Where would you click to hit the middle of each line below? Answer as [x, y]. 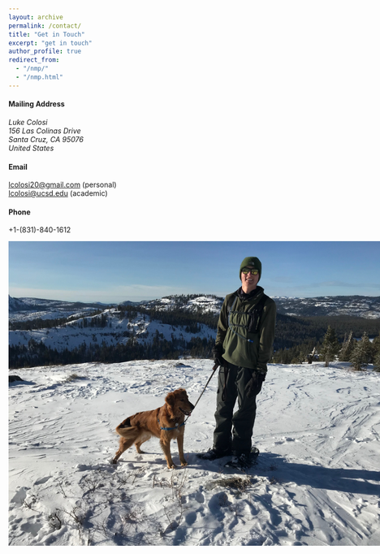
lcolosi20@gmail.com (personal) [63, 185]
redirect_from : [34, 60]
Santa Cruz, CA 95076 [46, 139]
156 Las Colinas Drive [45, 131]
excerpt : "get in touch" [50, 43]
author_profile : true [45, 52]
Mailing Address [37, 104]
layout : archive [36, 17]
